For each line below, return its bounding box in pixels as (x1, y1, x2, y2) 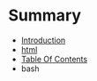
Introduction (20, 35, 66, 45)
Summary (8, 5, 81, 26)
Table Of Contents (20, 53, 88, 64)
